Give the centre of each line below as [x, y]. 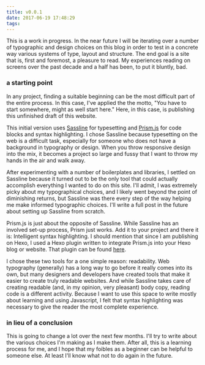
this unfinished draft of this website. [52, 116]
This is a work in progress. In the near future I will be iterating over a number [102, 41]
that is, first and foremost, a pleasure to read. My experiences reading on [99, 60]
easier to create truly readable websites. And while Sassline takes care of [99, 280]
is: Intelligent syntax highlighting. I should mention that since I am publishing [102, 236]
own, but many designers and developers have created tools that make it [98, 274]
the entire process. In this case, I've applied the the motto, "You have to [96, 102]
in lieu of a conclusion [39, 323]
